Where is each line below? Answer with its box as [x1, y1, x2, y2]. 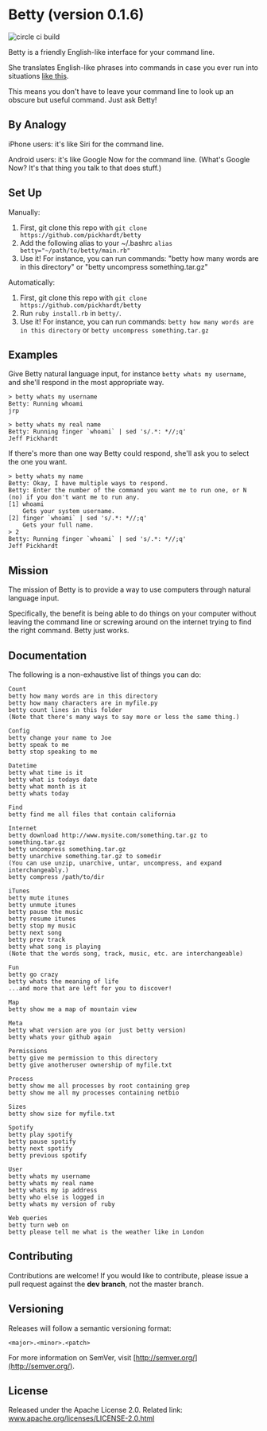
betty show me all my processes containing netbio [8, 1089, 180, 1097]
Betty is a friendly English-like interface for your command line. [8, 47, 215, 56]
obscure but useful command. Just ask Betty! [8, 95, 157, 104]
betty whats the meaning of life [8, 978, 119, 986]
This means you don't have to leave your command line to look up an [8, 86, 234, 96]
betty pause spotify [8, 1137, 77, 1145]
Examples [8, 348, 58, 361]
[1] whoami [8, 500, 44, 508]
